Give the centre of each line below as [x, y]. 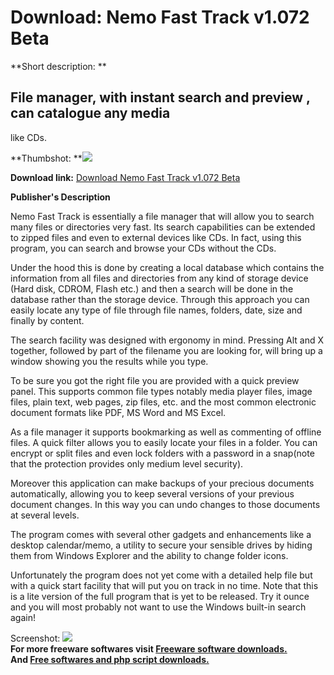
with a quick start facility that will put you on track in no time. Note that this [164, 585]
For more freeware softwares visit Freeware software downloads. [149, 648]
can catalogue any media [90, 113]
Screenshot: [35, 638]
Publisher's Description [60, 197]
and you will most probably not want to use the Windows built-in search [158, 607]
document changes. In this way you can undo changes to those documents [165, 504]
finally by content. [47, 320]
